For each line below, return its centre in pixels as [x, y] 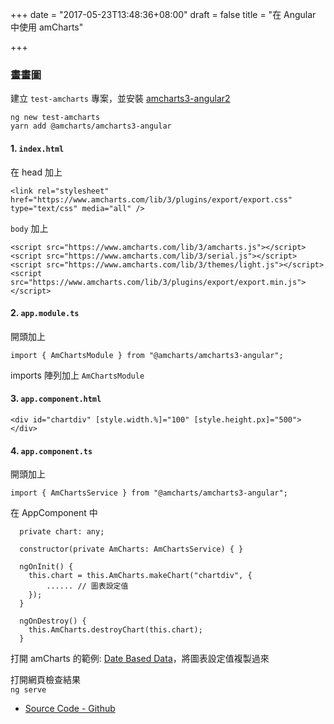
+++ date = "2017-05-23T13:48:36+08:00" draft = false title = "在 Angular [163, 14]
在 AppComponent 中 [54, 513]
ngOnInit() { [46, 567]
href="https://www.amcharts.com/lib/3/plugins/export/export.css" [151, 199]
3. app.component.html [56, 399]
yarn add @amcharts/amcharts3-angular [91, 126]
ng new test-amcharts [55, 118]
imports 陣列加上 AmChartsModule [77, 375]
